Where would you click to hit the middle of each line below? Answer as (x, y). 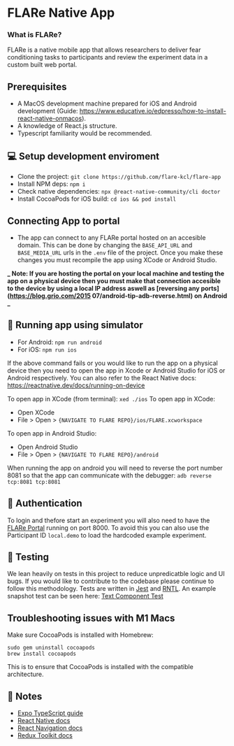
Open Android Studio (47, 447)
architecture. (25, 674)
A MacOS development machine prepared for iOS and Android (107, 103)
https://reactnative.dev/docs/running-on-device (76, 385)
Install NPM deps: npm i (51, 184)
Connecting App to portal (64, 221)
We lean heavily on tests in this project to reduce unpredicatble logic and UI (116, 574)
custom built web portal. (42, 65)
